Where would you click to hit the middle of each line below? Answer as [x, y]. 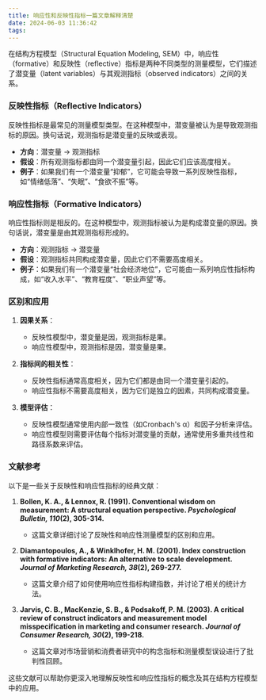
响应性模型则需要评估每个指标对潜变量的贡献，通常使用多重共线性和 [142, 434]
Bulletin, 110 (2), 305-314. [62, 518]
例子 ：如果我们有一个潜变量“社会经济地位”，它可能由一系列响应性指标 [134, 269]
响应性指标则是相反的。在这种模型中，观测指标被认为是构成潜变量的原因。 [129, 222]
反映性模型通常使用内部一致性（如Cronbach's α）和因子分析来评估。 [144, 424]
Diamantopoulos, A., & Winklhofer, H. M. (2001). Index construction [133, 550]
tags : [17, 30]
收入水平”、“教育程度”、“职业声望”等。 [106, 279]
